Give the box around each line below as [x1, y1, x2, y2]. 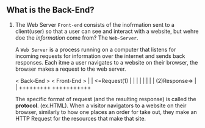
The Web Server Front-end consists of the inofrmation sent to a [15, 21, 175, 28]
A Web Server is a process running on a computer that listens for [15, 46, 176, 53]
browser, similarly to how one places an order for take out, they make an [15, 108, 197, 115]
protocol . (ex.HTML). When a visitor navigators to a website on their [15, 102, 187, 109]
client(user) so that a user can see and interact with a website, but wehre [15, 27, 200, 35]
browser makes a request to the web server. [15, 65, 126, 73]
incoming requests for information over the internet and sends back [15, 52, 185, 60]
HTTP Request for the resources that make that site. [15, 115, 146, 122]
